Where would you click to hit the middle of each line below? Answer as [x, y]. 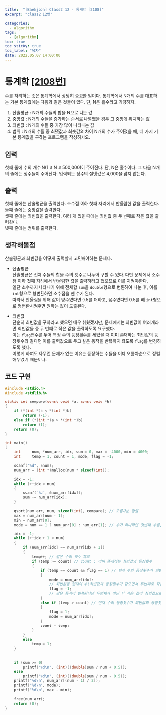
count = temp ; [55, 626]
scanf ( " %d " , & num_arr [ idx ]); [53, 493]
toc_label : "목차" [23, 51]
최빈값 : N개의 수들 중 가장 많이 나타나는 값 [53, 125]
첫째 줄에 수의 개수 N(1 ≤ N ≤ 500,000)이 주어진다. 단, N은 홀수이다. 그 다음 [78, 167]
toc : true [15, 42]
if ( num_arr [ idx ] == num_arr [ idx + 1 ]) [64, 548]
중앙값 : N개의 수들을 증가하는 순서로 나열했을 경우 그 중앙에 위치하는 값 [81, 119]
